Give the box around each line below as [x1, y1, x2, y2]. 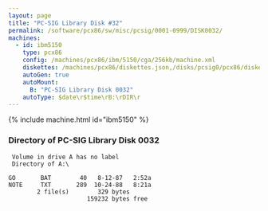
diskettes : [22, 64, 59, 72]
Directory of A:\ [11, 160, 69, 168]
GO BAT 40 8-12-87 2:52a [8, 174, 152, 182]
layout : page [8, 11, 52, 20]
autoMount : [22, 78, 59, 86]
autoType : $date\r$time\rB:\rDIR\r [22, 93, 141, 101]
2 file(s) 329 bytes [37, 188, 130, 196]
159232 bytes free [86, 194, 148, 203]
